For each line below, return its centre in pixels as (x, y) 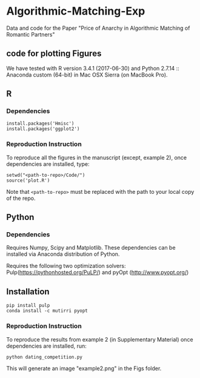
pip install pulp (28, 306)
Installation (28, 291)
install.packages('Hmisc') (40, 124)
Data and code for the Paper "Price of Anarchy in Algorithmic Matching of (98, 28)
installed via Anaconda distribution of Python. (63, 254)
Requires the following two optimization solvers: (66, 266)
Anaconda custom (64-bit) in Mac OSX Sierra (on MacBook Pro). (87, 75)
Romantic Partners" (31, 34)
